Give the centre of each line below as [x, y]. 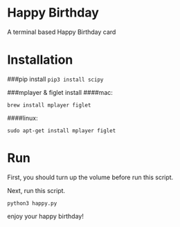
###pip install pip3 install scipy [55, 79]
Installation [40, 60]
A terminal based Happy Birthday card [62, 32]
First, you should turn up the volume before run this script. [90, 177]
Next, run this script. [36, 190]
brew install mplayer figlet [49, 105]
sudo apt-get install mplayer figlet [62, 130]
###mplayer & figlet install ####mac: [60, 92]
